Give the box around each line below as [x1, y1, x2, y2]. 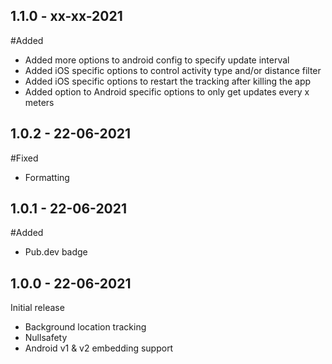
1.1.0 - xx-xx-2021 [10, 8, 123, 25]
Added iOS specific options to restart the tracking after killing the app [24, 75, 312, 87]
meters [24, 96, 55, 108]
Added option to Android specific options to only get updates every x [24, 85, 310, 98]
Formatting [24, 171, 70, 183]
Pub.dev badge [24, 246, 88, 258]
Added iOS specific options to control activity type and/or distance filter [24, 64, 322, 76]
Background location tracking [24, 321, 147, 333]
